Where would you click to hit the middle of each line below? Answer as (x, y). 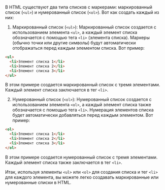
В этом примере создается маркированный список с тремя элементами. (83, 85)
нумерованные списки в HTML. (38, 182)
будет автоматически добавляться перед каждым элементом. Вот (83, 115)
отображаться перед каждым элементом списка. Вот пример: (78, 48)
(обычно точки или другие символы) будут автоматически (74, 43)
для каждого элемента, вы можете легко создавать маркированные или (82, 177)
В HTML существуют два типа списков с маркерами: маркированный (79, 7)
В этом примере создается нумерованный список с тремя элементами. (81, 157)
